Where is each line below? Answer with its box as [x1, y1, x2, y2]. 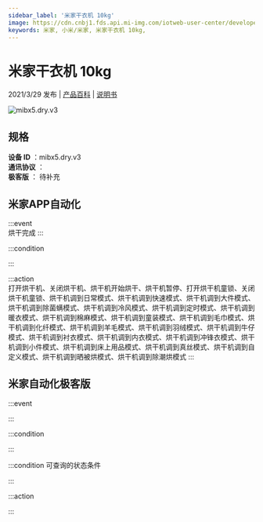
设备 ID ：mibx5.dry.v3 [8, 152, 81, 162]
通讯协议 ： [8, 162, 45, 172]
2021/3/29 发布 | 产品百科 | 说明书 [8, 89, 117, 99]
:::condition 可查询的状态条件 [8, 460, 102, 469]
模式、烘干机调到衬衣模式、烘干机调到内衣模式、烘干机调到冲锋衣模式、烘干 [8, 332, 255, 341]
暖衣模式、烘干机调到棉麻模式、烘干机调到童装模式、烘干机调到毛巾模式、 [8, 312, 248, 322]
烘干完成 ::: [8, 228, 45, 237]
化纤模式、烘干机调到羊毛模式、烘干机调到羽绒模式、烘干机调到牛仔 [34, 323, 255, 332]
